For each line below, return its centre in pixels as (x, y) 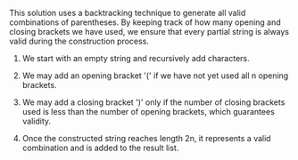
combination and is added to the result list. (100, 148)
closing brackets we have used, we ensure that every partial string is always (149, 32)
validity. (37, 121)
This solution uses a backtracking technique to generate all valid (128, 13)
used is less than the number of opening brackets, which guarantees (148, 112)
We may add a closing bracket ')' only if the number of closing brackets (153, 102)
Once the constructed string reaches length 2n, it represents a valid (146, 138)
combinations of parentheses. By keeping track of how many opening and (145, 22)
